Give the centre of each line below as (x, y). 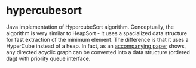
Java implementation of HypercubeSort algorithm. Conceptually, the (90, 27)
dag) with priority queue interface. (48, 58)
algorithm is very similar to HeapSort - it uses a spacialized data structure (97, 33)
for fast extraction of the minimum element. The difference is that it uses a (98, 39)
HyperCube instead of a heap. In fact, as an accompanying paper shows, (96, 46)
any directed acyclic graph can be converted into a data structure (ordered (98, 52)
